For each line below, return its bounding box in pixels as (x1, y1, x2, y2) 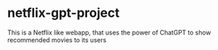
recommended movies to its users (7, 35, 107, 44)
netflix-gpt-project (7, 5, 120, 21)
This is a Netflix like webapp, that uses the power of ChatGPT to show (7, 28, 211, 37)
